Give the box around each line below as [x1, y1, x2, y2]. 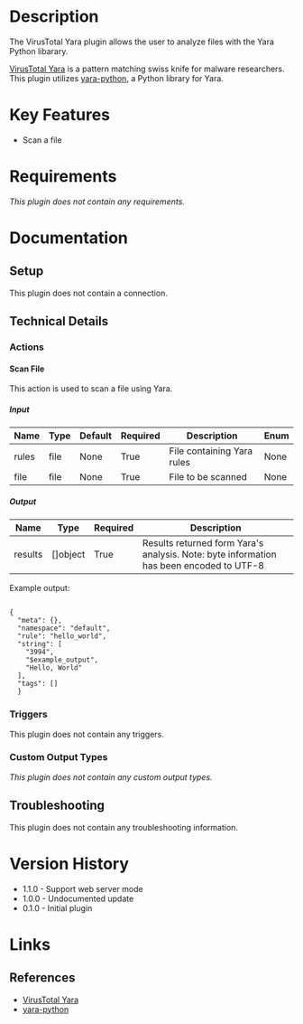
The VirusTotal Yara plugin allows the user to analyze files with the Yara [9, 36, 275, 47]
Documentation [9, 228, 129, 248]
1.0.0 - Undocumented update [22, 893, 134, 904]
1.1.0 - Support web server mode [22, 883, 143, 894]
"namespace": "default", [17, 624, 111, 634]
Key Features [9, 105, 111, 126]
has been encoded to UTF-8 [142, 559, 264, 572]
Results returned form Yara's [142, 537, 264, 550]
